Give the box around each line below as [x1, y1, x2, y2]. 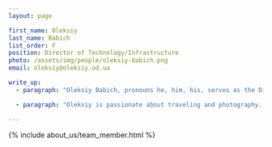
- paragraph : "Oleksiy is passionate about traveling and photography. [15, 100, 263, 109]
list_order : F [8, 41, 57, 49]
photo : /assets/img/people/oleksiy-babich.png [8, 57, 168, 65]
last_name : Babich [8, 34, 70, 42]
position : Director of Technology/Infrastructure [8, 49, 180, 57]
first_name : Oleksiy [8, 26, 79, 35]
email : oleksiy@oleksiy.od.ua [8, 64, 111, 73]
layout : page [8, 11, 53, 20]
